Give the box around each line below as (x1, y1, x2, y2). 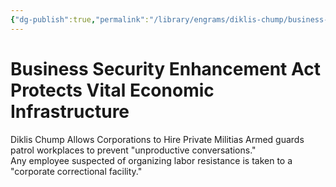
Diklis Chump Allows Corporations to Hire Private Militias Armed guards (10, 133, 305, 145)
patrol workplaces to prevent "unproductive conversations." (10, 144, 257, 156)
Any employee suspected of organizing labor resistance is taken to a (10, 154, 293, 166)
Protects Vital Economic (10, 79, 215, 101)
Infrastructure (10, 100, 130, 123)
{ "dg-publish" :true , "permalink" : (10, 14, 150, 25)
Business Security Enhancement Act (10, 57, 321, 80)
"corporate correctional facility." (10, 165, 143, 177)
